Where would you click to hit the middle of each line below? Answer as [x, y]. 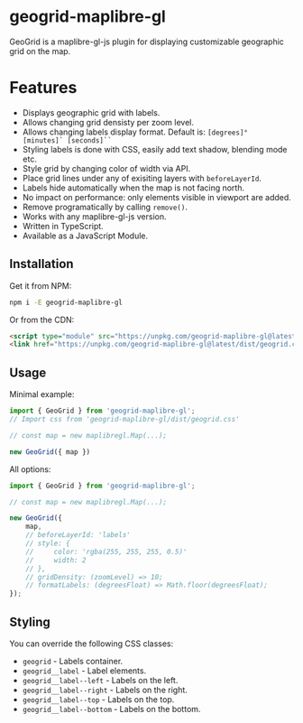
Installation [41, 264]
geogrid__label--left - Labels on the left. [100, 680]
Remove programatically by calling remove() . [105, 207]
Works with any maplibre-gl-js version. [94, 216]
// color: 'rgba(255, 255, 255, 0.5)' [106, 552]
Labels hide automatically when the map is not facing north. [133, 188]
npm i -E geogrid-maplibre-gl [66, 302]
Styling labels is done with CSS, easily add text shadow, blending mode [155, 149]
